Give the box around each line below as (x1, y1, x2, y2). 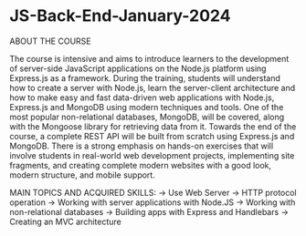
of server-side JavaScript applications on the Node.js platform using (9, 63, 267, 74)
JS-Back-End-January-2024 (9, 5, 231, 26)
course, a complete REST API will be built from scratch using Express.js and (9, 130, 295, 141)
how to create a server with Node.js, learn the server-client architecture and (9, 82, 296, 93)
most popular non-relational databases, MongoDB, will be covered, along (9, 111, 285, 122)
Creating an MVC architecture (9, 216, 121, 227)
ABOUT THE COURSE (9, 36, 91, 46)
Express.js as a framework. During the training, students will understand (9, 72, 280, 83)
